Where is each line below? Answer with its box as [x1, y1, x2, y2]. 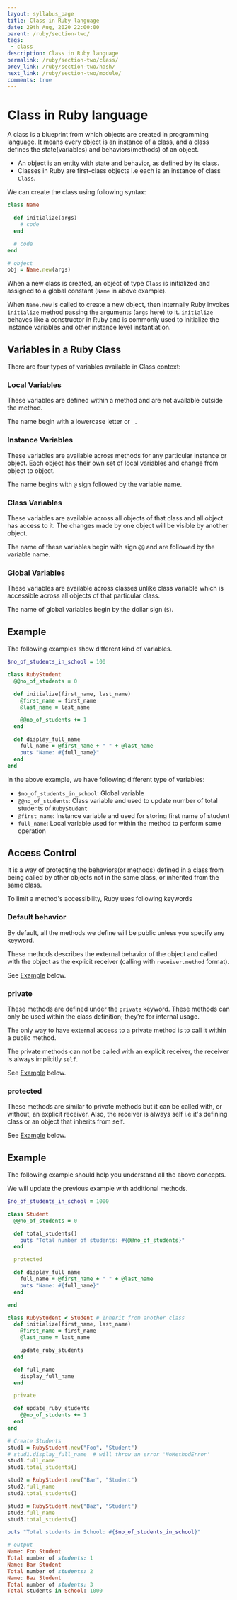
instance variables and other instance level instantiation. [7, 323, 171, 332]
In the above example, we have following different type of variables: [7, 775, 205, 783]
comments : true [7, 76, 52, 84]
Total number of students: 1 [7, 1555, 93, 1562]
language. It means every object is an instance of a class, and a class [7, 138, 209, 146]
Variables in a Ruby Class [7, 343, 122, 355]
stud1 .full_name [7, 1458, 55, 1465]
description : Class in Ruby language [7, 50, 119, 57]
